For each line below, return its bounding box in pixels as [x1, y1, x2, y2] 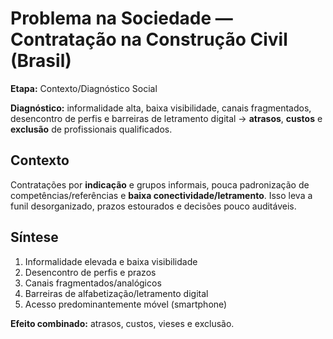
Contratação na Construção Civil [10, 28, 288, 51]
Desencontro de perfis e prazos [24, 266, 157, 278]
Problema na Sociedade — [10, 7, 233, 30]
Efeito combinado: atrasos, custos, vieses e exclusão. [10, 317, 235, 329]
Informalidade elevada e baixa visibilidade [24, 255, 198, 267]
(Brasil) [10, 50, 72, 72]
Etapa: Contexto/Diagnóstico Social [10, 82, 158, 94]
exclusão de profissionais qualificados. [10, 123, 173, 135]
